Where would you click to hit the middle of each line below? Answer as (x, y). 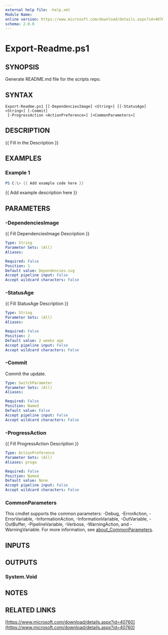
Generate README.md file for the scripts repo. (53, 79)
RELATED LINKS (30, 610)
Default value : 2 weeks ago (34, 341)
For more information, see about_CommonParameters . (97, 530)
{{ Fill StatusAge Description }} (37, 303)
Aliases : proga (21, 462)
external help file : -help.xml (38, 10)
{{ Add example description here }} (41, 193)
